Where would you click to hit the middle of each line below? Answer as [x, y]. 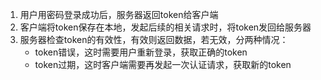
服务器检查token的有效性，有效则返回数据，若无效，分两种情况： [154, 39]
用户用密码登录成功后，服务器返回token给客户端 [119, 14]
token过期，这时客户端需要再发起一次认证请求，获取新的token [163, 64]
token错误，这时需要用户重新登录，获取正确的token [141, 52]
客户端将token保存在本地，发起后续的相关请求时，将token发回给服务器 [165, 27]
